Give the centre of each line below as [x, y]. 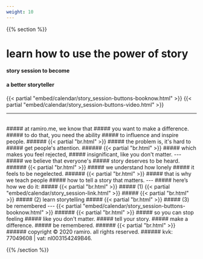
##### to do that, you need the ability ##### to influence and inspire [92, 135]
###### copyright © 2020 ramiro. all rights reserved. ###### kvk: [90, 232]
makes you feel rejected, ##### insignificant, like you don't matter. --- [94, 154]
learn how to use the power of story [97, 54]
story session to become [38, 71]
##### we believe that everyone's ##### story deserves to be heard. [93, 161]
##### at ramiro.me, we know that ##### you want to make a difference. [98, 129]
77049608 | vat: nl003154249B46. [49, 238]
